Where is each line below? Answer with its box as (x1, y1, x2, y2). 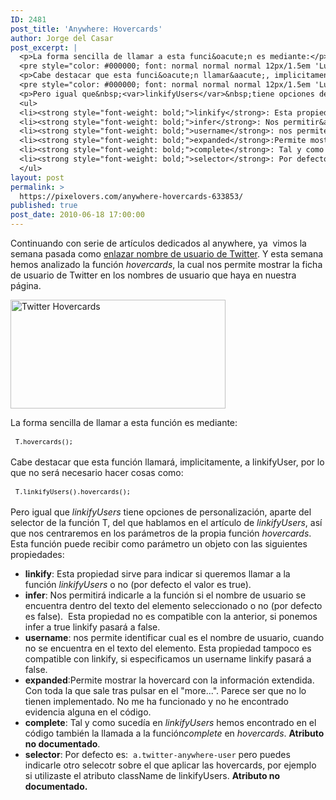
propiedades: (10, 549, 65, 560)
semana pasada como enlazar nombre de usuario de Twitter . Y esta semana (10, 248, 324, 260)
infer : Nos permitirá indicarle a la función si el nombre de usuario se (24, 589, 307, 601)
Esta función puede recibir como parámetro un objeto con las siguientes (10, 538, 308, 550)
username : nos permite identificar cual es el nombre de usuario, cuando (24, 632, 325, 643)
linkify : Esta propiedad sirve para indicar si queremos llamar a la (24, 568, 291, 580)
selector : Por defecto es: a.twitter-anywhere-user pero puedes (24, 749, 291, 760)
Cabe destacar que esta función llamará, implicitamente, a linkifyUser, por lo (10, 456, 325, 468)
